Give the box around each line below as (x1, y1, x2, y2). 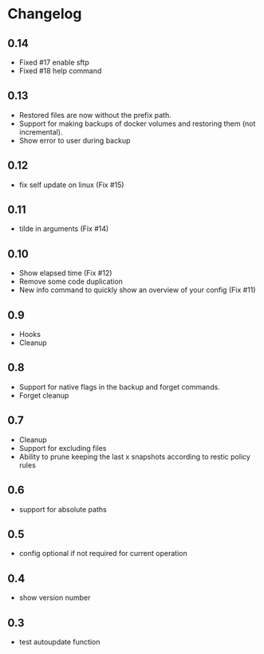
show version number (18, 593, 91, 602)
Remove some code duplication (18, 276, 123, 287)
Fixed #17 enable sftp (18, 57, 89, 67)
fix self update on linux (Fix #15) (18, 180, 124, 190)
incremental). (18, 127, 63, 136)
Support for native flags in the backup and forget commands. (18, 382, 220, 391)
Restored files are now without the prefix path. (18, 110, 172, 119)
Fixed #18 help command (18, 66, 102, 76)
